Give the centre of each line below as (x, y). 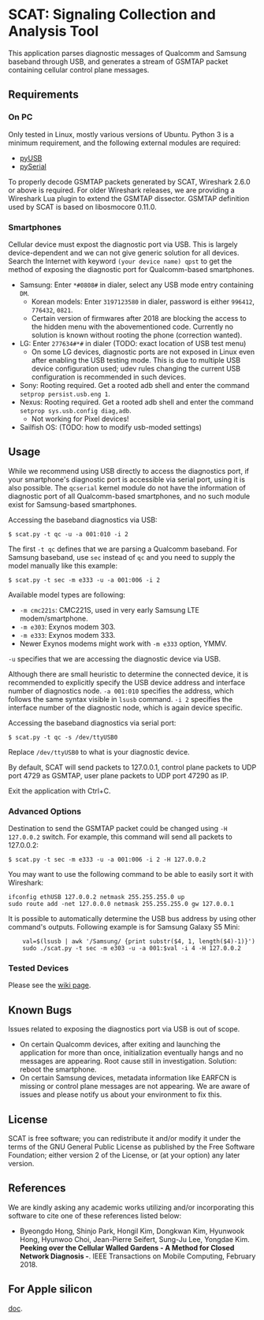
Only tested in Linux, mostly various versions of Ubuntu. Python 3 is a (121, 134)
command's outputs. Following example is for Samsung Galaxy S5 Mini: (124, 927)
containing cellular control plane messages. (79, 69)
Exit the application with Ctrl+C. (60, 791)
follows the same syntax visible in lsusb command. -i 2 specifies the (121, 699)
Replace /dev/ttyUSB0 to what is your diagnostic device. (99, 751)
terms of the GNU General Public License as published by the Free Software (132, 1147)
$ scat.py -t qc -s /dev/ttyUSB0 (63, 737)
